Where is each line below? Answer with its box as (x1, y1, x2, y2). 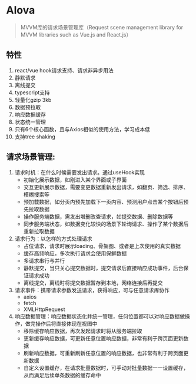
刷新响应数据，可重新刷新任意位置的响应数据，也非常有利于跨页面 (23, 349, 184, 356)
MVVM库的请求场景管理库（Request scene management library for (20, 24, 184, 31)
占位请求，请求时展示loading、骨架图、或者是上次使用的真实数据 (23, 242, 181, 249)
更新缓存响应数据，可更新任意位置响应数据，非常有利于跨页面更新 (23, 335, 184, 342)
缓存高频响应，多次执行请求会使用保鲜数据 (23, 250, 127, 257)
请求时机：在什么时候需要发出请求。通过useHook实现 (14, 168, 145, 176)
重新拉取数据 (23, 227, 55, 234)
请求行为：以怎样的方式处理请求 (14, 235, 92, 242)
